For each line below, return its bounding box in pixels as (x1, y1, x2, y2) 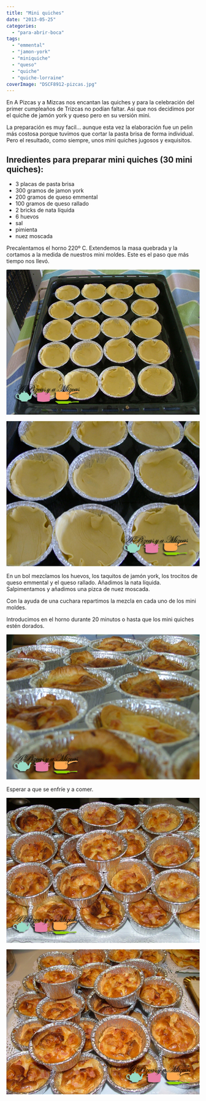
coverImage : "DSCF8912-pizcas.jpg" (6, 81, 97, 87)
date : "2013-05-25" (6, 16, 56, 23)
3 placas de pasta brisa (15, 180, 75, 188)
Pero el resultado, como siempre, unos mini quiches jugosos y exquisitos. (6, 137, 192, 144)
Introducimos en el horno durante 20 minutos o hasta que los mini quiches (6, 616, 194, 623)
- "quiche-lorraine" (12, 74, 64, 81)
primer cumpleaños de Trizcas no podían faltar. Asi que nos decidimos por (6, 105, 195, 113)
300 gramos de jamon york (15, 187, 84, 195)
